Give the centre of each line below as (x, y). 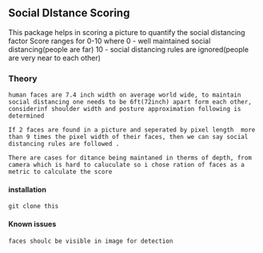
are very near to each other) (55, 57)
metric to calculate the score (60, 172)
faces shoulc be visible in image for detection (91, 241)
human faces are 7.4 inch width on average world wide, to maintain (125, 95)
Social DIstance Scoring (69, 13)
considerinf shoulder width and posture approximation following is (125, 109)
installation (27, 189)
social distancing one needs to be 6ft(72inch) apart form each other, (130, 102)
